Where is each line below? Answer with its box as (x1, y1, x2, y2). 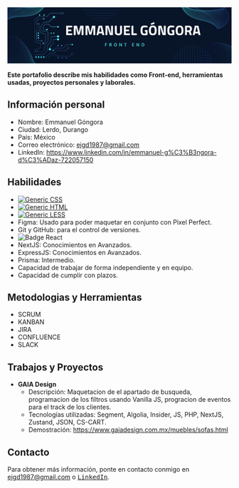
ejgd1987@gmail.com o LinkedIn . (7, 473, 110, 482)
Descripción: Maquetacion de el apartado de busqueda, (28, 388, 192, 396)
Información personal (7, 99, 105, 111)
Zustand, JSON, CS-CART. (28, 418, 107, 427)
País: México (17, 133, 55, 141)
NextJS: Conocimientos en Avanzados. (17, 240, 132, 249)
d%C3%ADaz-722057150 (17, 155, 94, 164)
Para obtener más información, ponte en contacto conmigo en (7, 465, 190, 474)
